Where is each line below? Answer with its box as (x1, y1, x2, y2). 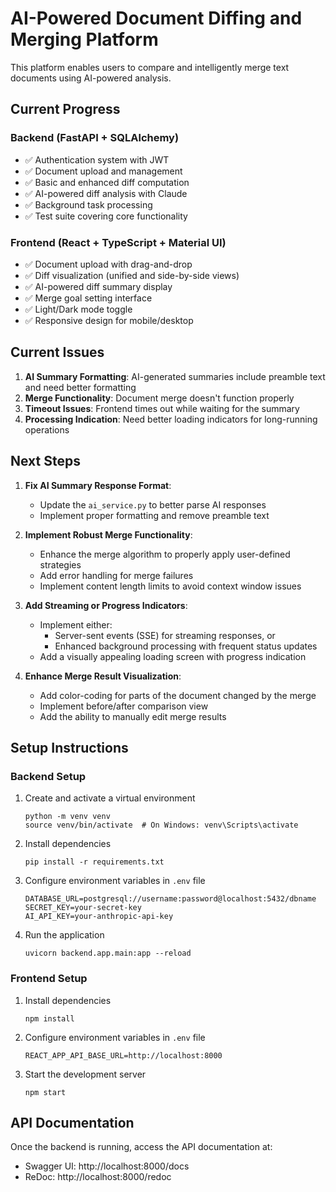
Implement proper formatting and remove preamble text (39, 509, 270, 521)
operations (24, 423, 70, 436)
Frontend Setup (10, 972, 88, 986)
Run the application (24, 929, 105, 941)
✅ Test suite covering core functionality (24, 210, 188, 222)
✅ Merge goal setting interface (24, 292, 153, 304)
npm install (24, 1013, 75, 1024)
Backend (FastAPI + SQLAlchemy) (10, 131, 180, 145)
